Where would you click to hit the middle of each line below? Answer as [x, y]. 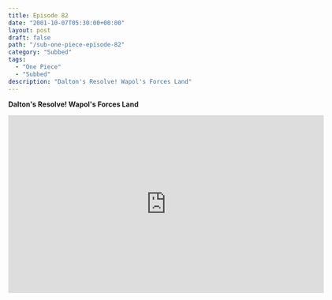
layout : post [30, 30]
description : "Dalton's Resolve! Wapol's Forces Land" [100, 81]
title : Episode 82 [38, 15]
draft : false [30, 37]
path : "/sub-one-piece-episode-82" [67, 45]
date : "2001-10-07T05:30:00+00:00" [67, 23]
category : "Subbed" [40, 52]
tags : [17, 60]
